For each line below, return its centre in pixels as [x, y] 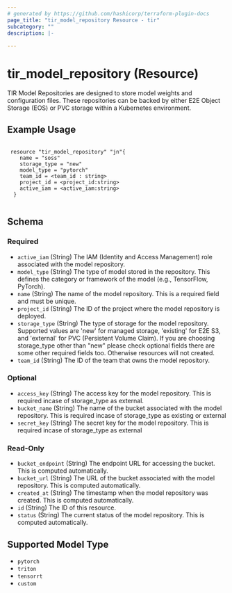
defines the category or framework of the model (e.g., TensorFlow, [113, 279]
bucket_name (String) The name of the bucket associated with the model [119, 408]
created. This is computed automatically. [75, 501]
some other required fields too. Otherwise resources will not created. [116, 352]
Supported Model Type [58, 544]
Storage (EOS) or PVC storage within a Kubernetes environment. [99, 108]
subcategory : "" [31, 26]
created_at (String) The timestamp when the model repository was [113, 493]
